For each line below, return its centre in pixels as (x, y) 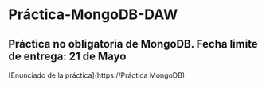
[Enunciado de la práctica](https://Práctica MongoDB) (97, 75)
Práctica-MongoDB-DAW (93, 15)
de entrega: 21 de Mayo (67, 56)
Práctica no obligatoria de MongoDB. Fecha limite (133, 44)
